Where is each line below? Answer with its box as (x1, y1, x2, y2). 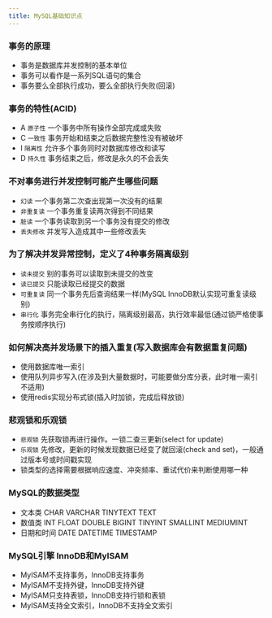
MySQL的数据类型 (8, 487, 80, 498)
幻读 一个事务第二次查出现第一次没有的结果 (19, 196, 163, 206)
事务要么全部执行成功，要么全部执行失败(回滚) (19, 81, 176, 90)
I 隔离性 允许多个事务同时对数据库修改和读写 (19, 143, 166, 153)
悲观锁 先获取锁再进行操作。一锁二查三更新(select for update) (19, 434, 224, 444)
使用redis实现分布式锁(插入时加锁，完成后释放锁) (19, 392, 185, 403)
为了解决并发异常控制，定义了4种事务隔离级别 (8, 249, 189, 260)
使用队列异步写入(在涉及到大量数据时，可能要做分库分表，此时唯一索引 (19, 372, 258, 382)
